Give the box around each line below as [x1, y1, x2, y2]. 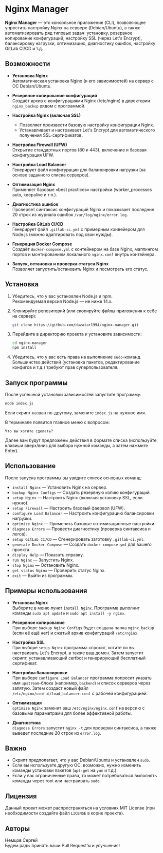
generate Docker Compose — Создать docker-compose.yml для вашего [12, 541, 152, 547]
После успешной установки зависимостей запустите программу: [5, 392, 142, 397]
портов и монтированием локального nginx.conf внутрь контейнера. [12, 251, 156, 257]
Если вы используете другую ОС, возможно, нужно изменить [12, 762, 141, 768]
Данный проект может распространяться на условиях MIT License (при [5, 805, 155, 811]
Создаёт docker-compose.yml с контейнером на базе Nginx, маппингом [12, 246, 158, 252]
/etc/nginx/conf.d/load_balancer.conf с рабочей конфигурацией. [12, 690, 148, 696]
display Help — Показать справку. [12, 552, 84, 557]
